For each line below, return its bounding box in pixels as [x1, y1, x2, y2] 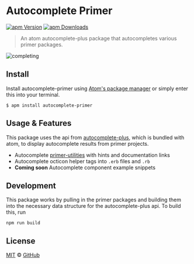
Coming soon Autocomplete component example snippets [14, 164, 156, 171]
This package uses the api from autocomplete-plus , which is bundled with [6, 133, 185, 141]
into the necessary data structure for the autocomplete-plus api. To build [6, 203, 181, 210]
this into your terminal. [6, 91, 60, 98]
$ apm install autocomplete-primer [6, 102, 93, 108]
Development [6, 180, 57, 191]
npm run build [6, 220, 41, 226]
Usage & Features [6, 118, 72, 128]
